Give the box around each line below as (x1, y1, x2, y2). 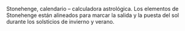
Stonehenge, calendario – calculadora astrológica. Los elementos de (6, 5, 179, 12)
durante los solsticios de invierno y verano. (6, 18, 115, 25)
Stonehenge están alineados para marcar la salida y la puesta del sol (6, 12, 179, 19)
